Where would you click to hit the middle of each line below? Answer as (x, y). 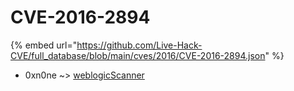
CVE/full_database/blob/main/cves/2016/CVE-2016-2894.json (138, 55)
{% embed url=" (44, 45)
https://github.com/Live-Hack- (139, 45)
